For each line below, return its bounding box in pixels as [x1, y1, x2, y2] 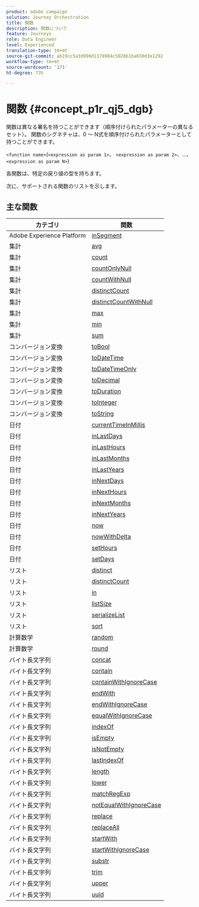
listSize [91, 600, 112, 608]
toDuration [91, 387, 122, 395]
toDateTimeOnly [91, 365, 137, 373]
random [91, 633, 114, 641]
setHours [91, 544, 118, 552]
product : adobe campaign [6, 8, 68, 15]
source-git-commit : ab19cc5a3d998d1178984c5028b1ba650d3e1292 [6, 53, 163, 59]
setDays [91, 555, 115, 563]
